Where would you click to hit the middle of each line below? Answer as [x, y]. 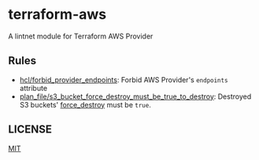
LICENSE [30, 130]
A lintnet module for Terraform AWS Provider [81, 36]
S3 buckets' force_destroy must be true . [85, 104]
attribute [33, 88]
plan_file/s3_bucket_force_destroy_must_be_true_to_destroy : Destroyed [135, 96]
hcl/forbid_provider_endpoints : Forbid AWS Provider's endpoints [124, 79]
